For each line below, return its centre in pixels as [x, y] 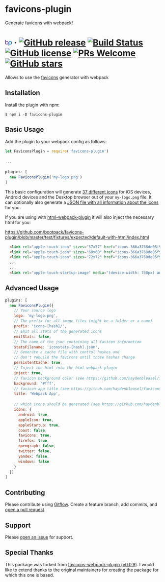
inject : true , [28, 373]
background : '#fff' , [35, 384]
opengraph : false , [37, 446]
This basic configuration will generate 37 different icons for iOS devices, [78, 192]
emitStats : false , [33, 337]
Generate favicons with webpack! [39, 23]
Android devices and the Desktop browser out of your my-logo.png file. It [78, 197]
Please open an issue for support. [39, 537]
